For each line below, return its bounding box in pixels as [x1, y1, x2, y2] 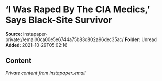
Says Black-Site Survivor [5, 14, 112, 26]
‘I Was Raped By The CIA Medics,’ [5, 4, 150, 15]
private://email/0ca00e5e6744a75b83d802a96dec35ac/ [5, 36, 124, 43]
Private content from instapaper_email [5, 70, 86, 76]
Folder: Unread [125, 36, 157, 43]
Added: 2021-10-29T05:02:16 [5, 42, 68, 48]
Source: [5, 31, 23, 37]
